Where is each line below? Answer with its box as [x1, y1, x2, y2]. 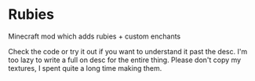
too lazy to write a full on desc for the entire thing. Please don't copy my [8, 55, 242, 64]
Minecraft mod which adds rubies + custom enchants [8, 31, 181, 41]
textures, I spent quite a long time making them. [8, 63, 162, 72]
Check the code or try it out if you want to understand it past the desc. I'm [8, 46, 248, 56]
